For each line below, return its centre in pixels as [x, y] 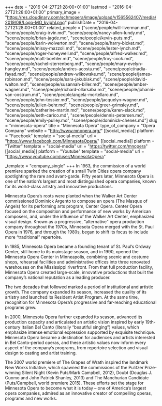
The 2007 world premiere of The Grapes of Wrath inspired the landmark [77, 362]
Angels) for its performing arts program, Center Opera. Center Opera [74, 206]
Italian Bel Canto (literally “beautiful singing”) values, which [80, 327]
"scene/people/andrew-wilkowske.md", [67, 74]
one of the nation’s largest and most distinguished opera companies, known [81, 181]
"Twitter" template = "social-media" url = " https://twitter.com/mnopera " [76, 146]
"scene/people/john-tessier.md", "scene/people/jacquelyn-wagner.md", [77, 100]
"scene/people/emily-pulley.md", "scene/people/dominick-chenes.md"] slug [81, 120]
